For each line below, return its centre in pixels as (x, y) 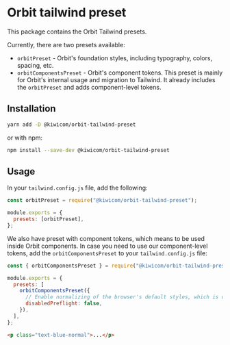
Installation (31, 108)
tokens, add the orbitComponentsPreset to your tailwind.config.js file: (107, 253)
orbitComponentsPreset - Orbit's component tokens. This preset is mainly (120, 73)
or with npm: (25, 138)
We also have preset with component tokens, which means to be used (106, 238)
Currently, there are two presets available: (66, 44)
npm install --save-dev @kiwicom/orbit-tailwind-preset (88, 150)
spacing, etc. (35, 65)
